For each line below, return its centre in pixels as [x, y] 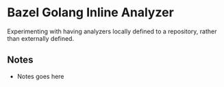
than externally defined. [40, 38]
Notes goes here [40, 76]
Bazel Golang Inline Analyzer [91, 13]
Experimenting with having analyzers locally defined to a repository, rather [112, 31]
